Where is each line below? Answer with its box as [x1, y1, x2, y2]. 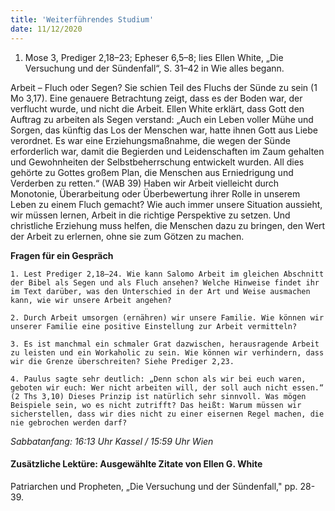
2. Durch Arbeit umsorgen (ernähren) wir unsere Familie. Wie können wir [10, 312, 325, 323]
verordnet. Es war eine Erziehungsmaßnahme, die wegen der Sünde [10, 134, 291, 146]
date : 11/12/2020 [10, 24, 83, 34]
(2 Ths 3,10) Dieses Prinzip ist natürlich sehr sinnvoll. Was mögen [10, 391, 307, 401]
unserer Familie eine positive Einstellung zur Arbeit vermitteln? [10, 321, 298, 331]
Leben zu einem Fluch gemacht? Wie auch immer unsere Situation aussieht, [10, 198, 323, 210]
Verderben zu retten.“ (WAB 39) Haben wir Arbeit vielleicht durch [10, 177, 280, 189]
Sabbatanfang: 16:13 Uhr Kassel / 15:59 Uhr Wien [10, 435, 214, 447]
